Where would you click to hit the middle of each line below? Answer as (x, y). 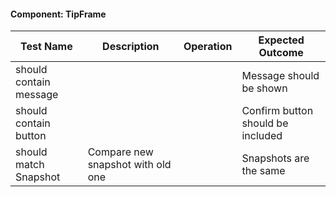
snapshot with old (129, 165)
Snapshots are (275, 158)
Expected (281, 40)
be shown (264, 88)
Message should (280, 76)
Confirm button (277, 111)
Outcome (281, 53)
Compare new (120, 152)
